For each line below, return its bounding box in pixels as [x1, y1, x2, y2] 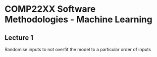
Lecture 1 [4, 33, 34, 42]
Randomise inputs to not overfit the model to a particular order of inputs [4, 47, 152, 52]
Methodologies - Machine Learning [4, 14, 153, 25]
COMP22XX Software [4, 3, 96, 15]
